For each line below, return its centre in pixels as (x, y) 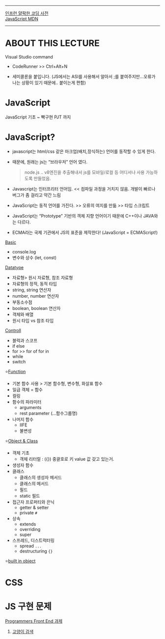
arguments (30, 407)
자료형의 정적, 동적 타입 (35, 283)
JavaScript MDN (22, 19)
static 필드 (30, 496)
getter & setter (34, 507)
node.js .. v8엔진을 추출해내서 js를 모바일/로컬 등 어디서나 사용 (84, 172)
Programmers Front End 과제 (34, 621)
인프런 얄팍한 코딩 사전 (27, 13)
